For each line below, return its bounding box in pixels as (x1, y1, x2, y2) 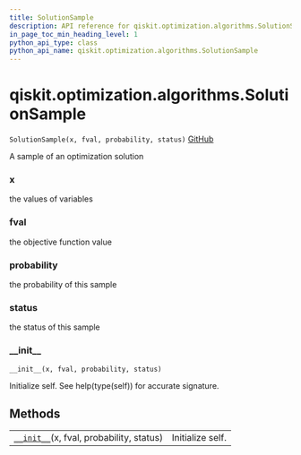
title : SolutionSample (9, 13, 94, 22)
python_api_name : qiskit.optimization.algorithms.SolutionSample (9, 47, 258, 56)
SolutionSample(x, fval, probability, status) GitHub (9, 133, 214, 144)
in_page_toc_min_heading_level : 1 (9, 30, 139, 39)
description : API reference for (9, 21, 130, 30)
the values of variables (9, 193, 94, 204)
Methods (9, 406, 61, 421)
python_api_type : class (9, 38, 99, 47)
